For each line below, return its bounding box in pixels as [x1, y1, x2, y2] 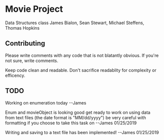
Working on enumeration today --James [5, 100, 87, 105]
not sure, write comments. [5, 58, 59, 64]
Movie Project [5, 3, 63, 15]
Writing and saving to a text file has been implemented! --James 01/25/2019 [5, 129, 159, 135]
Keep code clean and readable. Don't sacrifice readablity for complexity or [5, 67, 157, 73]
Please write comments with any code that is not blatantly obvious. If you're [5, 52, 159, 58]
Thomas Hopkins [5, 25, 40, 31]
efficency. [5, 72, 26, 78]
